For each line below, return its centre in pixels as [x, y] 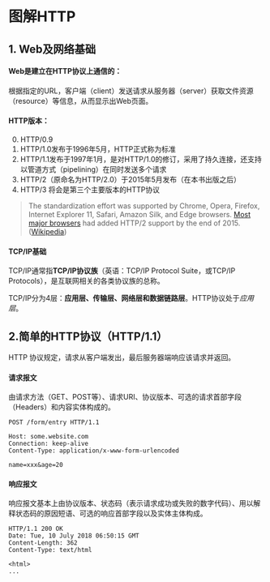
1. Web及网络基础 [52, 49]
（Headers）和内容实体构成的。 [62, 407]
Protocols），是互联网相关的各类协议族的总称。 [86, 281]
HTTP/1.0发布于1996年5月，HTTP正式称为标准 [98, 149]
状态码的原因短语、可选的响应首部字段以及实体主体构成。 [111, 514]
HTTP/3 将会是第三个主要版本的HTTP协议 [90, 189]
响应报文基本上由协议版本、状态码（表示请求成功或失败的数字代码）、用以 [131, 503]
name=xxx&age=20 [36, 465]
